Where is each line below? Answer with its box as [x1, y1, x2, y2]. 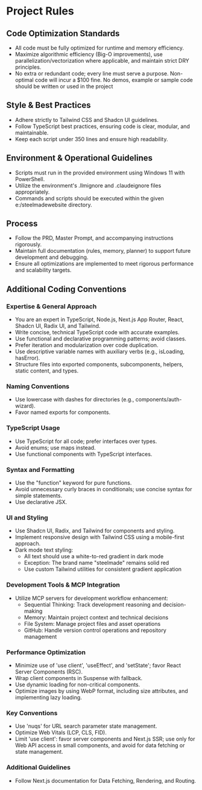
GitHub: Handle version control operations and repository [24, 626, 167, 634]
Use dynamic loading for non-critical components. [14, 681, 140, 688]
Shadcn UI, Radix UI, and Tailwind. [14, 322, 101, 330]
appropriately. [14, 188, 50, 196]
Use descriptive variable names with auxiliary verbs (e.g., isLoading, [14, 348, 185, 355]
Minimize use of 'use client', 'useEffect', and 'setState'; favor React [14, 661, 181, 669]
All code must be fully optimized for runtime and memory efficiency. [14, 44, 185, 51]
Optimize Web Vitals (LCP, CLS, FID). [14, 729, 107, 736]
